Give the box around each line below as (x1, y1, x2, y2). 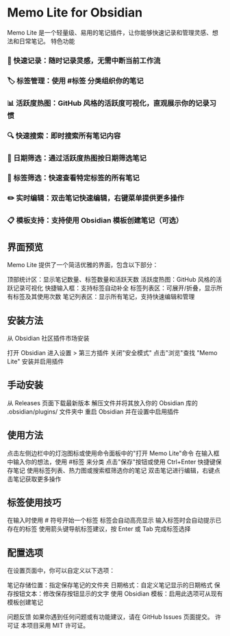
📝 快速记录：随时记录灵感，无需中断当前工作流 (7, 56, 161, 65)
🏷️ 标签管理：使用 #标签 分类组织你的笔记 (7, 76, 144, 85)
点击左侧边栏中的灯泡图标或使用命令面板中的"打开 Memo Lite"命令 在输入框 (7, 448, 220, 457)
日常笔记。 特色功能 (18, 36, 75, 45)
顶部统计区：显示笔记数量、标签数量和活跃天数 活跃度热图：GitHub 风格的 (7, 275, 216, 284)
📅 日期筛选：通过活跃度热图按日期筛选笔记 (7, 153, 147, 163)
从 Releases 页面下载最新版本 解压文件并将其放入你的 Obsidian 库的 (7, 398, 199, 407)
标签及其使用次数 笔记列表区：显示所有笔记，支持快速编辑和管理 (12, 293, 195, 301)
